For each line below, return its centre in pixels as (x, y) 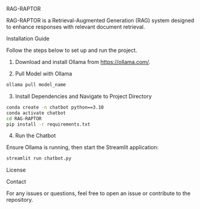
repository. (20, 200)
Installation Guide (28, 38)
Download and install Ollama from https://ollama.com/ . (83, 62)
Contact (16, 182)
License (16, 170)
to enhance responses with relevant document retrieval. (76, 27)
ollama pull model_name (36, 85)
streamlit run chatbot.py (39, 159)
